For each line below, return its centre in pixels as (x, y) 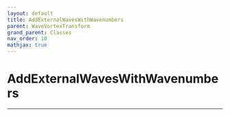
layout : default (30, 13)
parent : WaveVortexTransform (49, 26)
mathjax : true (27, 45)
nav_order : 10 (27, 39)
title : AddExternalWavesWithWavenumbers (66, 20)
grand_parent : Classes (39, 32)
